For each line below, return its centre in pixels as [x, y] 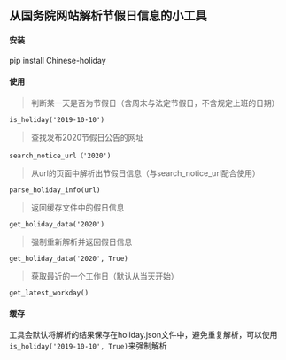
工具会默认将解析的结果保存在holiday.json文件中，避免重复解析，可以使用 [143, 335]
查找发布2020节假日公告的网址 [87, 137]
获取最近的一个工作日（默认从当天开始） [104, 276]
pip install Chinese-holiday [58, 60]
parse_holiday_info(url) [55, 190]
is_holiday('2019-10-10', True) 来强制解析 [88, 346]
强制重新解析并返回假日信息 [81, 241]
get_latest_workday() [49, 293]
